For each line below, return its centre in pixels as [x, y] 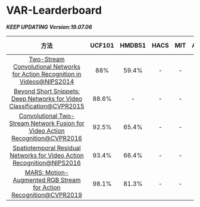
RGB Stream [64, 180]
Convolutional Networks [46, 66]
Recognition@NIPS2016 [47, 163]
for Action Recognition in [47, 74]
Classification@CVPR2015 [47, 106]
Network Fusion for [57, 123]
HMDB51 [133, 45]
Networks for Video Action [47, 155]
